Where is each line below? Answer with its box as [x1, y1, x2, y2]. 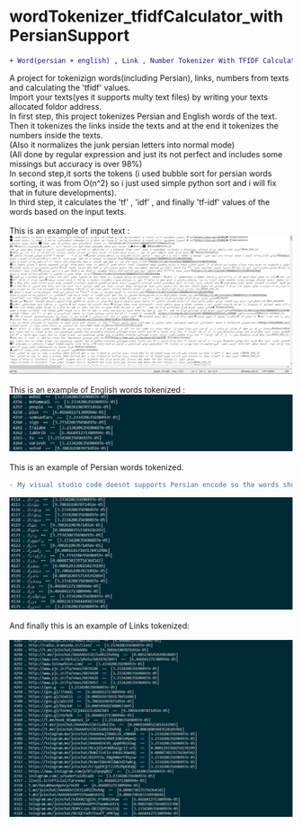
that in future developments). [9, 187, 117, 198]
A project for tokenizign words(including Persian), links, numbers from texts [9, 72, 289, 83]
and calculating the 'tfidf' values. [9, 82, 131, 93]
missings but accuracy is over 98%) [9, 158, 143, 169]
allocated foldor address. [9, 101, 102, 111]
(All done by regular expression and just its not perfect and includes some [9, 148, 283, 159]
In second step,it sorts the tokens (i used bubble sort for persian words [9, 168, 272, 179]
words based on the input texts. [9, 206, 127, 217]
